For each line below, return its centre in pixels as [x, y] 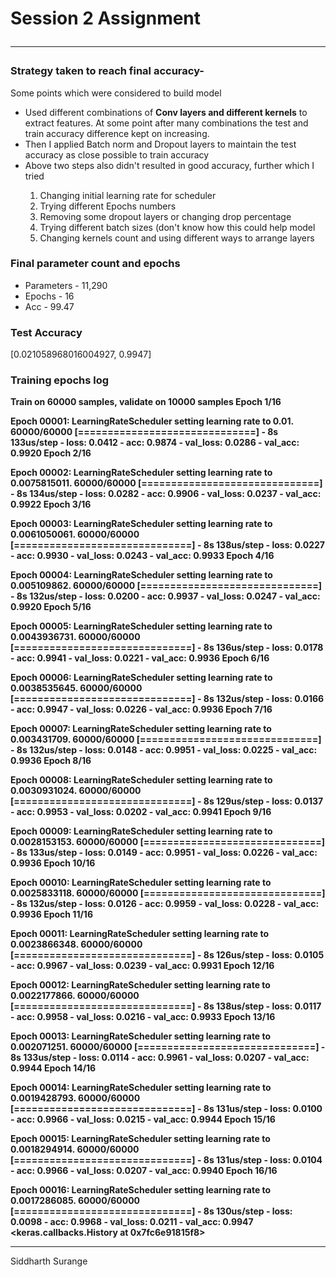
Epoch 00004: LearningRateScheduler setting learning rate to [141, 575]
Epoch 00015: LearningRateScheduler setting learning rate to [140, 1139]
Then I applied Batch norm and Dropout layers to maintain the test [160, 144]
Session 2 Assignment [106, 18]
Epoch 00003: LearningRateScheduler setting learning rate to [141, 524]
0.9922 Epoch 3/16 [51, 504]
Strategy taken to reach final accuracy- [107, 71]
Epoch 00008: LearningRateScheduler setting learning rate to [141, 780]
